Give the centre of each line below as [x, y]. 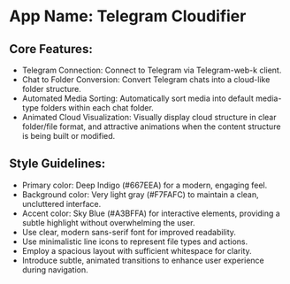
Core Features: [51, 49]
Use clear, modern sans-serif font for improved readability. [129, 232]
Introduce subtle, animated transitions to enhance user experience [143, 260]
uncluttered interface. [61, 203]
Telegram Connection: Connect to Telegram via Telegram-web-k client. [152, 70]
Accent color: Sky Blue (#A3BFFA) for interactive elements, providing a [151, 213]
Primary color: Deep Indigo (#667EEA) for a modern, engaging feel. [145, 185]
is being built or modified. [69, 136]
